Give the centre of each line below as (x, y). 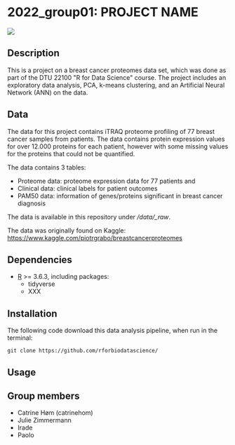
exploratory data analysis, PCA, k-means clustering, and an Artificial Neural (116, 85)
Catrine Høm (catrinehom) (55, 413)
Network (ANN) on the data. (48, 93)
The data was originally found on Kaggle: (67, 230)
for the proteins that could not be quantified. (71, 153)
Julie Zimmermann (44, 420)
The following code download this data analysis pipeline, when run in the (113, 331)
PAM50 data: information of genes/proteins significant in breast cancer (120, 196)
